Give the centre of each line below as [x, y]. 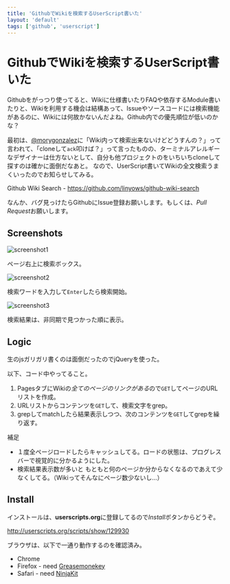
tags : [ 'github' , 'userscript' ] [53, 26]
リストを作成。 [38, 396]
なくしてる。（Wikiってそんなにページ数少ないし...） [90, 478]
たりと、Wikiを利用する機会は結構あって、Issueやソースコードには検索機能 [113, 109]
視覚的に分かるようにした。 [74, 460]
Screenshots [35, 233]
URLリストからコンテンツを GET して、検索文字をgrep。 [94, 405]
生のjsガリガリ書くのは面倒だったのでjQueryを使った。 [85, 359]
